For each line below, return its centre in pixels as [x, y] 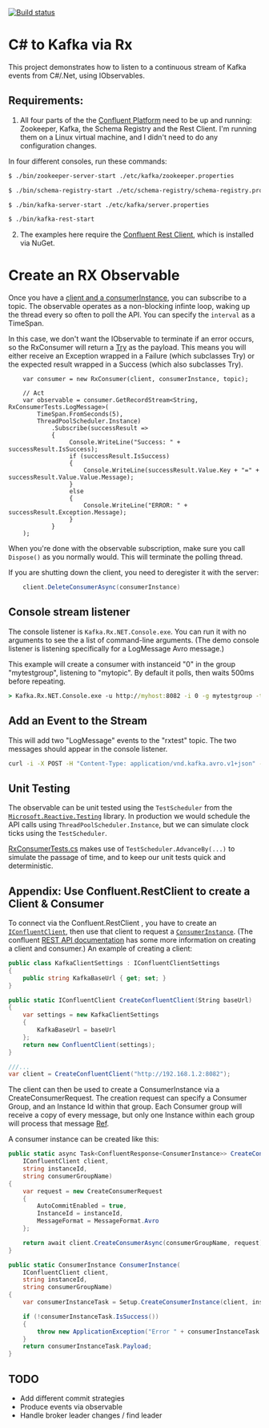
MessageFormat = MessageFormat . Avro [98, 1221]
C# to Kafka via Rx [70, 45]
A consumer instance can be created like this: [84, 1139]
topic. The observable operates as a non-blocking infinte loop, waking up [129, 306]
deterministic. [31, 866]
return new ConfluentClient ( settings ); [89, 1045]
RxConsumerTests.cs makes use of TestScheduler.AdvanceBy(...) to [122, 849]
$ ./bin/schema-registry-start [60, 190]
